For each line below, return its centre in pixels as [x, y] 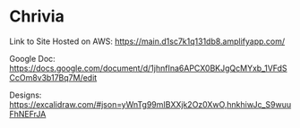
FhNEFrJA [28, 114]
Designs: [26, 95]
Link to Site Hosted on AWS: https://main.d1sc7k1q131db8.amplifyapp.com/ [147, 41]
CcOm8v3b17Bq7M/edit [53, 77]
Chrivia [37, 17]
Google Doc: [32, 58]
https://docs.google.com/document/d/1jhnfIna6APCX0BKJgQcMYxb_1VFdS [149, 68]
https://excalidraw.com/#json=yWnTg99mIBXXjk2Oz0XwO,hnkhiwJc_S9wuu [150, 104]
